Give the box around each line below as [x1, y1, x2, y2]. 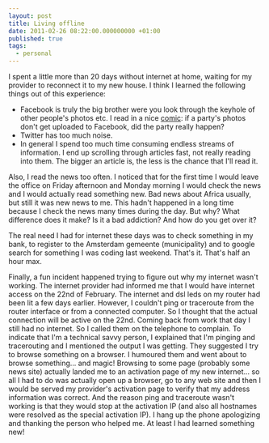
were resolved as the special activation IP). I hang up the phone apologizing [8, 410, 261, 420]
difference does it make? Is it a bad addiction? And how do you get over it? [8, 215, 257, 224]
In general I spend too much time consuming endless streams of [19, 139, 234, 148]
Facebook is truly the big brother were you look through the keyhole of [19, 104, 256, 114]
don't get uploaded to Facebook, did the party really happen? [19, 122, 225, 131]
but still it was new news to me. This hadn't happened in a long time [8, 198, 234, 207]
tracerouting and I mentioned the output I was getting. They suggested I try [8, 341, 258, 351]
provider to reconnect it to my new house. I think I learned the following [8, 80, 246, 90]
